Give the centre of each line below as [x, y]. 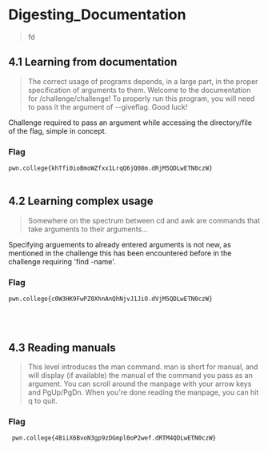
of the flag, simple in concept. [58, 131]
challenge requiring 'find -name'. [62, 261]
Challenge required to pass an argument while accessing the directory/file [130, 123]
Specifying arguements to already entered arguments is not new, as [120, 244]
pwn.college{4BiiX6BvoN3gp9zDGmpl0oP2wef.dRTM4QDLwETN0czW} [114, 438]
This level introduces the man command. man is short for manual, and [143, 367]
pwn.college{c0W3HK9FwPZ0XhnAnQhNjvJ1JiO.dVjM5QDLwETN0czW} [111, 299]
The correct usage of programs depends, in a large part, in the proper [143, 81]
